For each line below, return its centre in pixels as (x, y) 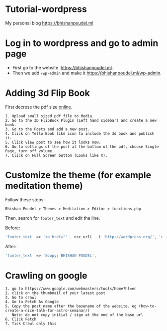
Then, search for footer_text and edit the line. (53, 218)
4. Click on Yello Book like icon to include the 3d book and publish (80, 133)
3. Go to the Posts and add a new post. (48, 129)
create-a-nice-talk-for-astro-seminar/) (48, 311)
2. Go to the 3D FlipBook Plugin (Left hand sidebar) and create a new (81, 120)
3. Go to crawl (21, 298)
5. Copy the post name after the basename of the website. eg (71, 306)
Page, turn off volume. (30, 151)
